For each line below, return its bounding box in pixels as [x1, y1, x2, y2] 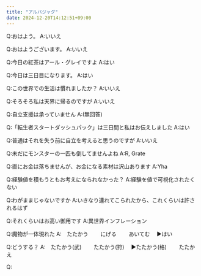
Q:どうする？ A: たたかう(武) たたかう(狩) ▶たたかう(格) [6, 243, 167, 250]
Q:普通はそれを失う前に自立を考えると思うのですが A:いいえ [6, 136, 158, 144]
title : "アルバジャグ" [6, 9, 59, 15]
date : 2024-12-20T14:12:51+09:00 [6, 15, 92, 21]
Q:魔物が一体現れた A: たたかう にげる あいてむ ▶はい [6, 230, 173, 237]
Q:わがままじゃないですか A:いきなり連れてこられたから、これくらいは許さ [6, 196, 196, 204]
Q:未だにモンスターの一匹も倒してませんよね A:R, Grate [6, 150, 145, 157]
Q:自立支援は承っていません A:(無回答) [6, 110, 103, 118]
